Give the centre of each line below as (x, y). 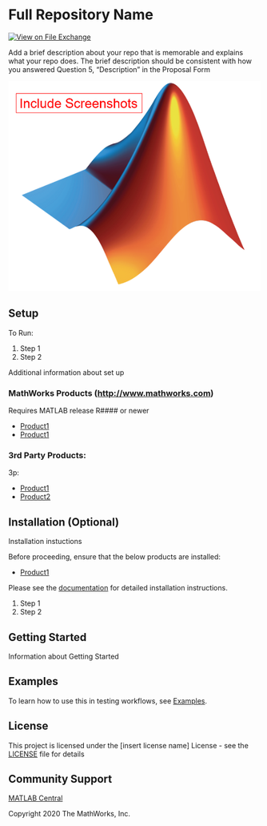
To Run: (21, 332)
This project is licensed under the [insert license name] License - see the (129, 745)
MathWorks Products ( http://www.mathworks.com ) (111, 393)
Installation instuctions (45, 542)
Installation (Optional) (64, 522)
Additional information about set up (66, 372)
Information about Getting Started (64, 656)
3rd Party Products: (47, 455)
